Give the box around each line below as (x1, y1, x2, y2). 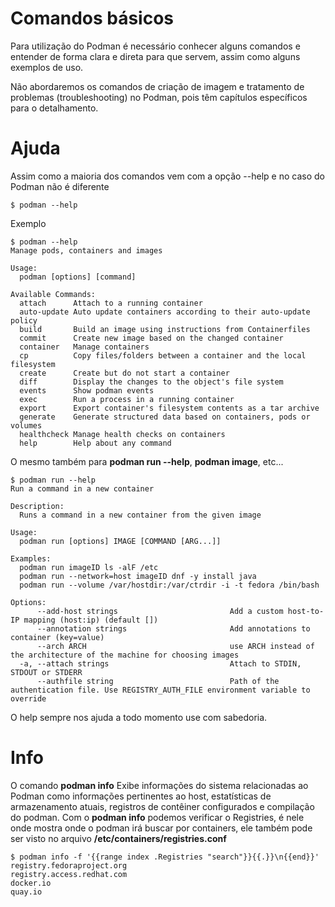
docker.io (10, 878, 52, 888)
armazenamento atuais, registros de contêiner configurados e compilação (10, 800, 315, 812)
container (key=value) (10, 632, 105, 642)
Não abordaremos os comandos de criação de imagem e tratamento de (10, 80, 305, 92)
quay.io (10, 887, 43, 897)
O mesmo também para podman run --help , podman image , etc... (10, 455, 284, 467)
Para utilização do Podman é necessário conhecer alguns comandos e (10, 40, 301, 52)
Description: (10, 501, 65, 511)
